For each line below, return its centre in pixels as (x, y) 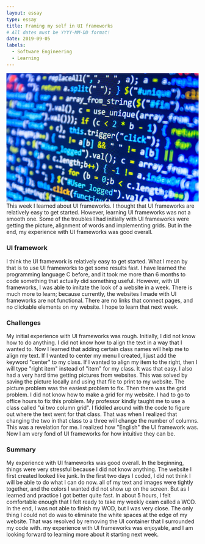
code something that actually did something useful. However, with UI (93, 281)
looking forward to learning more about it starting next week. (83, 535)
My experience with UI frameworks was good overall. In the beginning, (95, 463)
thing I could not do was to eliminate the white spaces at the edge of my (97, 515)
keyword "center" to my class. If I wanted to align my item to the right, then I (102, 362)
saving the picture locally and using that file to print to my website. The (95, 381)
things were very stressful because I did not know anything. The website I (99, 469)
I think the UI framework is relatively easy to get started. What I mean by (97, 261)
